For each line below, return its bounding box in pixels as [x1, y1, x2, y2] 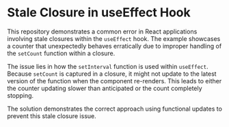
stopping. [7, 91, 34, 100]
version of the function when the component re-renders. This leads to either [7, 76, 222, 85]
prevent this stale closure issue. [7, 111, 97, 120]
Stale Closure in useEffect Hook [7, 5, 191, 20]
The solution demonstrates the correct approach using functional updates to [7, 104, 222, 113]
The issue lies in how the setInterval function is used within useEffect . [7, 62, 208, 70]
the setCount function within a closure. [7, 49, 116, 57]
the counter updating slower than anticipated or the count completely [7, 84, 203, 92]
